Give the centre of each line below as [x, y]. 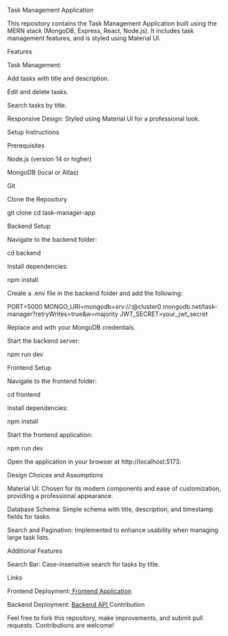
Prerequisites [26, 145]
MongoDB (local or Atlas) [43, 172]
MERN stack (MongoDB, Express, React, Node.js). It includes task [101, 31]
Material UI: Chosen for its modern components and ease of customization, [114, 488]
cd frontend [24, 395]
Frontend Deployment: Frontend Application [69, 591]
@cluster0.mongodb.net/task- [175, 307]
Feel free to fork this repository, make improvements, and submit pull [105, 618]
